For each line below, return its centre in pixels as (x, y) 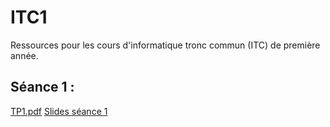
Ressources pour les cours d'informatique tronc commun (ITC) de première (165, 45)
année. (24, 55)
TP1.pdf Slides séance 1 (59, 111)
